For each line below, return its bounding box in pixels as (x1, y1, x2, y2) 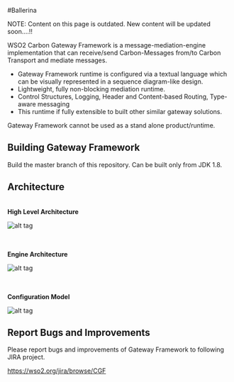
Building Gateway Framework (7, 142, 140, 154)
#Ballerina (7, 6, 37, 14)
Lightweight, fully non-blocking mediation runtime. (17, 85, 165, 93)
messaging (38, 100, 70, 108)
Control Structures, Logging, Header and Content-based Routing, (17, 92, 208, 101)
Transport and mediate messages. (7, 56, 108, 64)
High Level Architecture (7, 207, 79, 215)
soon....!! (7, 28, 33, 35)
